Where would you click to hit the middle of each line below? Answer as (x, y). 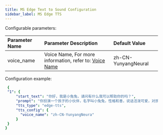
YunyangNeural (131, 63)
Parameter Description (71, 43)
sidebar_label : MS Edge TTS (33, 14)
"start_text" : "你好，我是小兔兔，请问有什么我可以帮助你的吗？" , (76, 96)
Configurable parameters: (31, 28)
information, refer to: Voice (75, 60)
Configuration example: (28, 78)
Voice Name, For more (70, 54)
